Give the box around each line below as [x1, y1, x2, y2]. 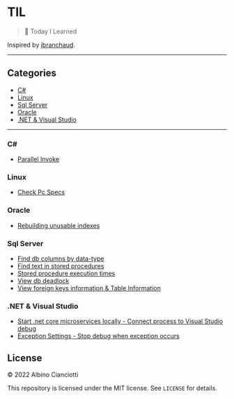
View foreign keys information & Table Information [17, 284, 162, 292]
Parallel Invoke [17, 155, 60, 163]
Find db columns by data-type [17, 254, 104, 263]
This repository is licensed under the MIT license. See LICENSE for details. [7, 384, 217, 393]
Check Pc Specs [17, 188, 65, 197]
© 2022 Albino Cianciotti [7, 370, 79, 379]
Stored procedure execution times [17, 269, 116, 277]
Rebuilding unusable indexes [17, 221, 100, 229]
